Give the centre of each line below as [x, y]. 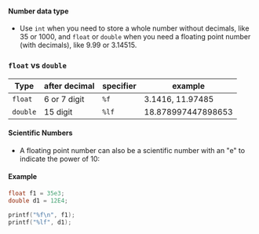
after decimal [69, 86]
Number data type [38, 11]
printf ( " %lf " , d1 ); [40, 222]
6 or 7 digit [64, 99]
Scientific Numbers [40, 133]
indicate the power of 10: [60, 159]
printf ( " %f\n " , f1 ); [42, 215]
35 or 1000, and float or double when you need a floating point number [135, 37]
